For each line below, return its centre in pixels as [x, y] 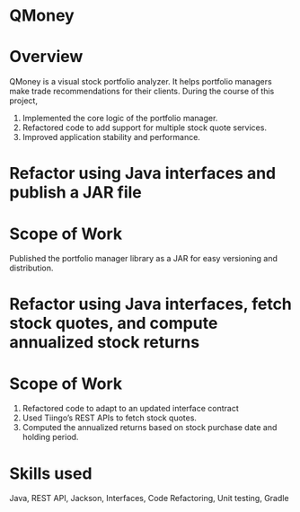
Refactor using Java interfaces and [143, 174]
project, [24, 101]
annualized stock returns [105, 343]
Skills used [51, 473]
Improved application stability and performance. [111, 137]
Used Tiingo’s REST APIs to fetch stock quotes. [110, 418]
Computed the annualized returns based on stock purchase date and [150, 428]
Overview [46, 57]
